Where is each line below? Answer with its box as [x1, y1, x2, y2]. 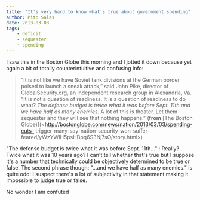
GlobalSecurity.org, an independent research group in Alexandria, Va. [20, 89, 192, 96]
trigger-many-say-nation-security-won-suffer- [35, 127, 150, 134]
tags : [6, 25, 20, 32]
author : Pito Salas [6, 14, 55, 20]
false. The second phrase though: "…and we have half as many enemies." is [6, 164, 193, 171]
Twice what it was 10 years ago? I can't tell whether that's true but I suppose [6, 151, 195, 158]
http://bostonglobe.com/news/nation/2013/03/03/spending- [44, 121, 193, 128]
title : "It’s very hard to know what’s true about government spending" [6, 8, 191, 15]
